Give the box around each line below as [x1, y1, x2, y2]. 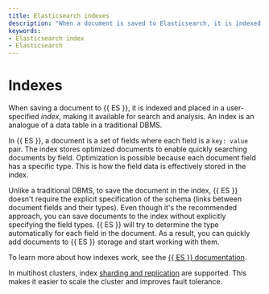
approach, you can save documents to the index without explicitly [8, 211, 226, 222]
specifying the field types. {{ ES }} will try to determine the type [8, 220, 219, 230]
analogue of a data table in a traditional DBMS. [8, 120, 163, 130]
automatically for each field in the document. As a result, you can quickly [8, 229, 250, 238]
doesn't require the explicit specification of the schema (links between [8, 194, 242, 204]
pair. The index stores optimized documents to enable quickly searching [8, 144, 248, 154]
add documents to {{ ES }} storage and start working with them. [8, 237, 220, 246]
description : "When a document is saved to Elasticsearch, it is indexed [8, 19, 262, 27]
